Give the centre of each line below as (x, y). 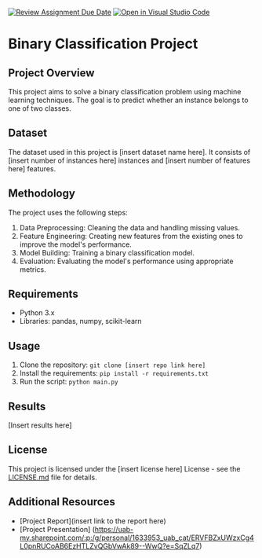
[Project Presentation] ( (57, 529)
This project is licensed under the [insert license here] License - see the (124, 468)
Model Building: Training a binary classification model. (107, 252)
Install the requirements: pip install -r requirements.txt (114, 373)
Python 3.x (37, 313)
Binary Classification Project (103, 44)
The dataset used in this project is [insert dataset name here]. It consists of (129, 152)
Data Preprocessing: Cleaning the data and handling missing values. (130, 227)
